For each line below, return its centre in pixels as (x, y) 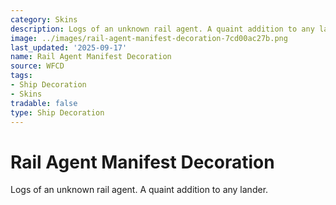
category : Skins (44, 19)
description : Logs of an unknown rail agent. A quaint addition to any (162, 29)
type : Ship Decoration (57, 112)
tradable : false (44, 103)
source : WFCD (37, 66)
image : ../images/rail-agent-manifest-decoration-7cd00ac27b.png (149, 38)
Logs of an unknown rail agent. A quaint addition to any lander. (139, 190)
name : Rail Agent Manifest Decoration (91, 57)
